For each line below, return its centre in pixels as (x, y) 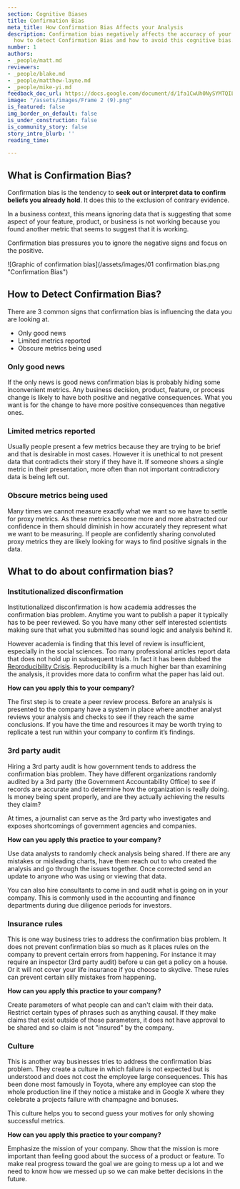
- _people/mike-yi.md (40, 87)
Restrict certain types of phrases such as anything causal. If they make (112, 1013)
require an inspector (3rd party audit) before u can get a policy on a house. (117, 962)
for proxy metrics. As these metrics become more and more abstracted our (118, 518)
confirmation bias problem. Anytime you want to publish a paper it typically (118, 615)
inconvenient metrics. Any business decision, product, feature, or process (116, 390)
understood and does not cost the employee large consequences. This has (118, 1077)
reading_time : (29, 140)
